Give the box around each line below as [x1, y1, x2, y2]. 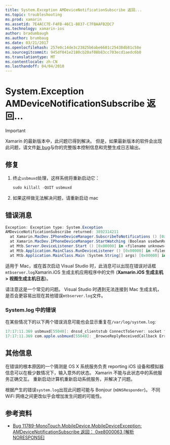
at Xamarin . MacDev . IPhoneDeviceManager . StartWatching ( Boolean [10, 239, 146, 244]
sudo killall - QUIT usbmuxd [12, 185, 72, 190]
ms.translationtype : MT [5, 54, 56, 60]
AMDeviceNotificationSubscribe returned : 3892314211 [5, 230, 119, 235]
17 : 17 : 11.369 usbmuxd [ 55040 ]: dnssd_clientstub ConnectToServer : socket [5, 329, 162, 334]
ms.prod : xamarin [5, 17, 42, 22]
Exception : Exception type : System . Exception [5, 225, 103, 230]
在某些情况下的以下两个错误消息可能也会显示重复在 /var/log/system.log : [5, 319, 156, 325]
